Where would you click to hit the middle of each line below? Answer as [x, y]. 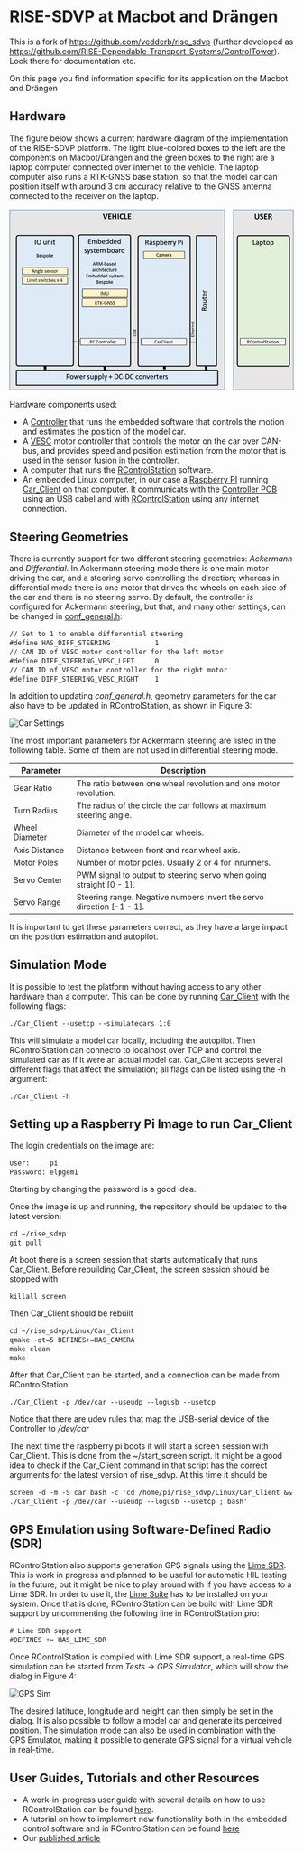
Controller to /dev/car [50, 1429]
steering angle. [104, 815]
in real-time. [32, 1750]
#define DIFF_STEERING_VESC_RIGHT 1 [84, 680]
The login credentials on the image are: [82, 1146]
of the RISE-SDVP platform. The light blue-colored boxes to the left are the [147, 147]
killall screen [38, 1297]
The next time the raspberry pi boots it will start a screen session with [139, 1446]
